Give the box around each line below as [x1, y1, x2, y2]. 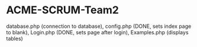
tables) [6, 35, 24, 42]
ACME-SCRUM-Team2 [6, 3, 120, 17]
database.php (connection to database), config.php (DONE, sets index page [6, 23, 192, 30]
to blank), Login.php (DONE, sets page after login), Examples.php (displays [6, 28, 189, 35]
